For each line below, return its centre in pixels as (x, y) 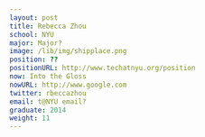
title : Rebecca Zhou (48, 26)
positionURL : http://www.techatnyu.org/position (102, 68)
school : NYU (32, 34)
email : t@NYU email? (48, 101)
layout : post (34, 18)
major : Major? (36, 43)
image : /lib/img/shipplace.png (68, 51)
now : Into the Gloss (48, 77)
